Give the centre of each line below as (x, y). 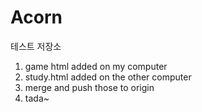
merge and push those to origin (89, 87)
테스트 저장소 (36, 46)
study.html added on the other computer (108, 77)
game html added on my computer (96, 66)
